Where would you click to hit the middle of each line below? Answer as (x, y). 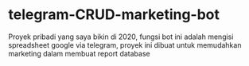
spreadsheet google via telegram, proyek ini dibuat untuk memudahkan (125, 45)
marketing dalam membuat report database (79, 53)
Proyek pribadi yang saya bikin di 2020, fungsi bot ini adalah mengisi (121, 37)
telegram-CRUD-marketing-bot (114, 15)
